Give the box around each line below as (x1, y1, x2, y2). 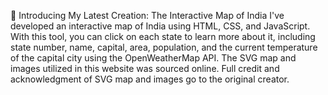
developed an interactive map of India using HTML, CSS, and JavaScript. (10, 20, 311, 32)
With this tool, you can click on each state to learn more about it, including (10, 31, 316, 42)
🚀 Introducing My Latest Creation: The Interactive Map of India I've (10, 10, 285, 21)
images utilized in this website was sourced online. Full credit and (10, 63, 280, 74)
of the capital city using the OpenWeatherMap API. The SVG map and (10, 52, 297, 64)
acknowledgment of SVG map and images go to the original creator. (10, 73, 290, 85)
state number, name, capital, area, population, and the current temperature (10, 41, 318, 53)
